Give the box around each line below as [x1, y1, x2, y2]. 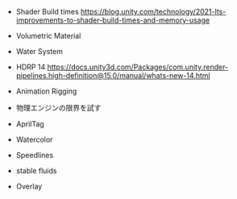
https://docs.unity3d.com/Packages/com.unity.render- [47, 62, 229, 72]
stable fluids [15, 166, 57, 176]
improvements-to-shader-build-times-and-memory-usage [15, 15, 210, 25]
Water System [15, 47, 63, 56]
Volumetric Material [15, 31, 81, 40]
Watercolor [15, 135, 53, 144]
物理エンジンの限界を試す [15, 103, 102, 112]
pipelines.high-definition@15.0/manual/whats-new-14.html [15, 71, 211, 80]
